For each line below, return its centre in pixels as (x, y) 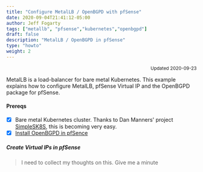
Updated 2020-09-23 (173, 68)
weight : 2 (19, 51)
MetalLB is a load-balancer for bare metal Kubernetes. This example (91, 79)
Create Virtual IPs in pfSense (43, 147)
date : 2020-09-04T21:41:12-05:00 (48, 18)
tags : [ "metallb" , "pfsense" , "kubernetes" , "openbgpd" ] (77, 29)
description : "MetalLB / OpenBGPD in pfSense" (66, 40)
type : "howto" (24, 46)
